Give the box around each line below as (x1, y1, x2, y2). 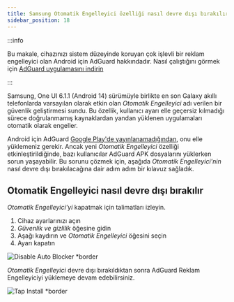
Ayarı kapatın (17, 239, 56, 247)
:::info (7, 36, 24, 44)
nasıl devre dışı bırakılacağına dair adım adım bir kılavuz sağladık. (7, 164, 194, 173)
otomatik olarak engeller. (7, 121, 78, 129)
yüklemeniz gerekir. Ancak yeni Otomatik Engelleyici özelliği (7, 142, 180, 150)
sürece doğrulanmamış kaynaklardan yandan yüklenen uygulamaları (7, 113, 203, 122)
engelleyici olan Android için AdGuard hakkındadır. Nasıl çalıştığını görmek (7, 57, 221, 65)
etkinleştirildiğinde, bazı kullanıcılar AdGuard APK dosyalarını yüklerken (7, 150, 212, 158)
